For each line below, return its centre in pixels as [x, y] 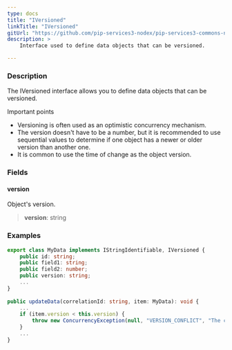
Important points [31, 112]
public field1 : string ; [54, 263]
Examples [24, 236]
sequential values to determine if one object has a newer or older [109, 140]
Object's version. [31, 204]
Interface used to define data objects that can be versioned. [113, 46]
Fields [18, 172]
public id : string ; [48, 257]
